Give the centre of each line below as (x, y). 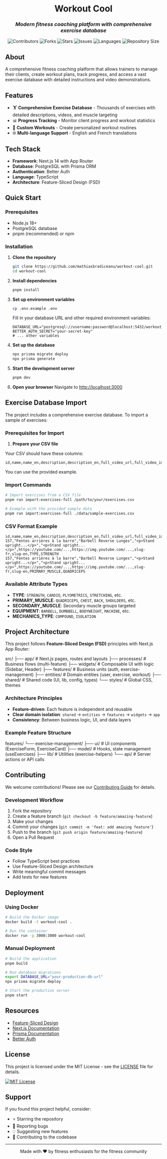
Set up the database (34, 345)
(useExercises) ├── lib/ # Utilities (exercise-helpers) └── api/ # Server (78, 754)
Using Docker (22, 907)
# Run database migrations (33, 972)
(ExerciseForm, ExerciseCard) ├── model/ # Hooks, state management (78, 748)
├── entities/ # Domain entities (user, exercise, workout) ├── (98, 675)
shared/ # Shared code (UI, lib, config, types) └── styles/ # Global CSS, (79, 680)
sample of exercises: (26, 420)
